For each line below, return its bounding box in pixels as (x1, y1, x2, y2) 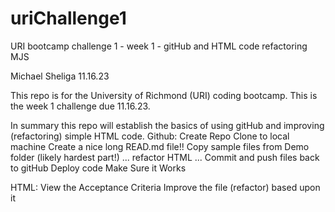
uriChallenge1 (10, 7, 127, 30)
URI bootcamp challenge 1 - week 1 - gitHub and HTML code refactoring (10, 40, 308, 52)
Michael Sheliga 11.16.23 (10, 70, 110, 82)
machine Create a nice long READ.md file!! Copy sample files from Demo (10, 140, 310, 152)
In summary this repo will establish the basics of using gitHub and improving (10, 119, 325, 131)
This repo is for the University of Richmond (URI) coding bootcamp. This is (10, 89, 318, 101)
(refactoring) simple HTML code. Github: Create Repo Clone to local (10, 130, 290, 142)
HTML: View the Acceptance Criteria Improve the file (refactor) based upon (10, 181, 321, 193)
